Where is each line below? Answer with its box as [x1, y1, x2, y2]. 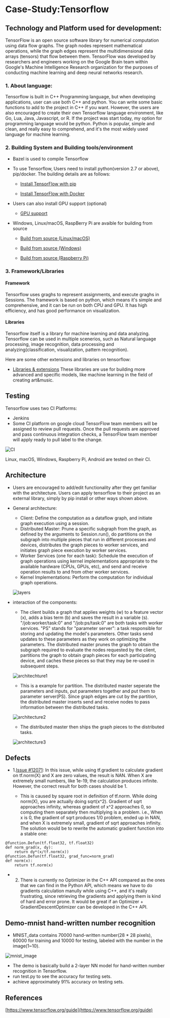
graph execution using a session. [20, 520, 90, 526]
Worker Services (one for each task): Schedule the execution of [20, 552, 154, 558]
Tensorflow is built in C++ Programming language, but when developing [5, 94, 156, 100]
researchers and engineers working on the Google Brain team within [5, 59, 148, 64]
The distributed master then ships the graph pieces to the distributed [20, 724, 164, 730]
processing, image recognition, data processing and [5, 341, 114, 347]
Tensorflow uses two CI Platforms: [5, 405, 77, 411]
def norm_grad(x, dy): [5, 845, 53, 850]
